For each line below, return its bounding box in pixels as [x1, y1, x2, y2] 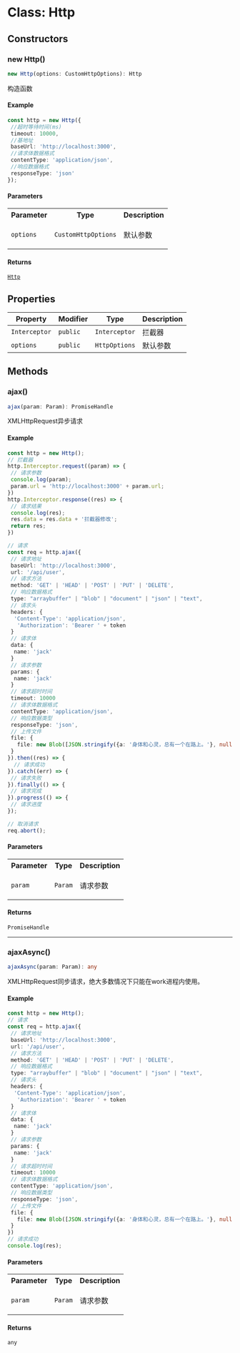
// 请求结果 [10, 503, 42, 510]
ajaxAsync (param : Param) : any [7, 963, 98, 971]
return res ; [10, 523, 46, 530]
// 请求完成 [10, 788, 42, 795]
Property [15, 313, 47, 323]
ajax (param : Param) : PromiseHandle [7, 403, 114, 411]
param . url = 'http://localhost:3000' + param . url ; [10, 483, 164, 490]
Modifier [58, 313, 89, 323]
